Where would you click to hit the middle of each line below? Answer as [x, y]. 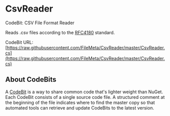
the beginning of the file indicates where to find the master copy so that [80, 102]
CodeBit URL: [19, 42]
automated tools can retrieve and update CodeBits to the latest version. [80, 108]
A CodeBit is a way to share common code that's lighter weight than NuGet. [84, 92]
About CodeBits [31, 79]
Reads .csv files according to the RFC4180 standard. [60, 32]
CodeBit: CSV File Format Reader [40, 23]
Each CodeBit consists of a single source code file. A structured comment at [85, 97]
